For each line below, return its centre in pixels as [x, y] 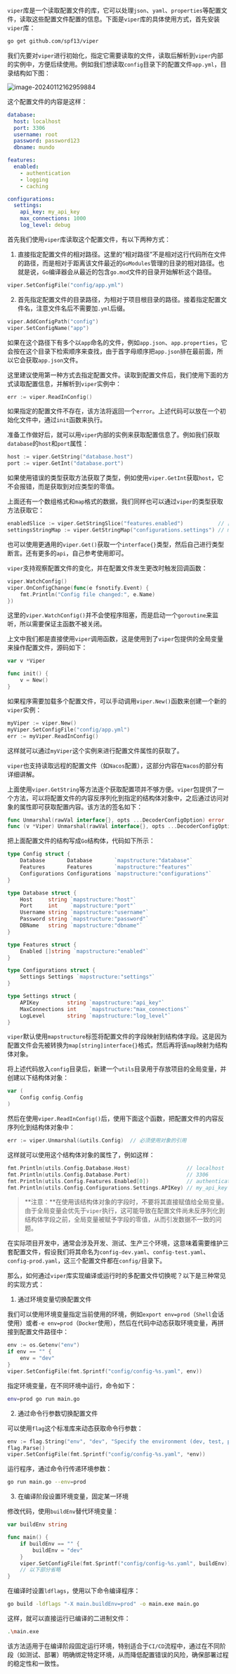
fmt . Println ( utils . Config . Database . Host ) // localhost [116, 1168]
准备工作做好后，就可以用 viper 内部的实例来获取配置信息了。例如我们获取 [113, 435]
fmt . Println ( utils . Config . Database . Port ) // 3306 [108, 1175]
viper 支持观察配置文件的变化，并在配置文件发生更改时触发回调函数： [107, 568]
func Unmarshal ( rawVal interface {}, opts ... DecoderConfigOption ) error [116, 820]
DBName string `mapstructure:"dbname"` [81, 925]
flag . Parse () [26, 1448]
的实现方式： [26, 1284]
